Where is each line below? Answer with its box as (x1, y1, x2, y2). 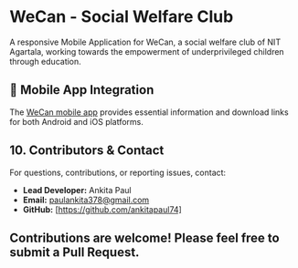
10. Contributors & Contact (9, 143, 165, 159)
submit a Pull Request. (9, 244, 140, 260)
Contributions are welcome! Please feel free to (9, 230, 281, 245)
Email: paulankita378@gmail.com (22, 194, 150, 205)
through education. (9, 56, 82, 67)
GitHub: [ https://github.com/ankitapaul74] (22, 203, 183, 215)
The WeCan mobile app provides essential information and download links (9, 107, 290, 118)
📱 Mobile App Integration (9, 82, 154, 98)
